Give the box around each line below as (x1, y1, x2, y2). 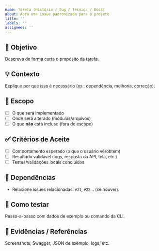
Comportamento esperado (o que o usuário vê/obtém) (12, 148, 121, 154)
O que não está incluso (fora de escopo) (12, 121, 93, 127)
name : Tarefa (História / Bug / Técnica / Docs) (5, 7, 105, 12)
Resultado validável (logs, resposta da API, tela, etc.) (12, 153, 117, 159)
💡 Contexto (5, 70, 40, 78)
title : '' (5, 16, 25, 21)
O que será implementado (12, 110, 64, 116)
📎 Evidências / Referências (5, 227, 87, 235)
